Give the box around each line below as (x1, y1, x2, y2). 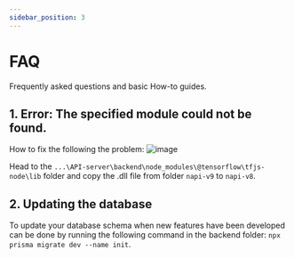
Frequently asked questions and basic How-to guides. (9, 81, 207, 92)
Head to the (9, 161, 52, 172)
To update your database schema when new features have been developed (9, 220, 286, 231)
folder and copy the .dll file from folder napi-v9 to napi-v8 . (43, 171, 256, 181)
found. (9, 120, 47, 135)
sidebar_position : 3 (9, 12, 86, 22)
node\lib (9, 173, 42, 181)
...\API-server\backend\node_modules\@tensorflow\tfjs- (53, 163, 266, 172)
